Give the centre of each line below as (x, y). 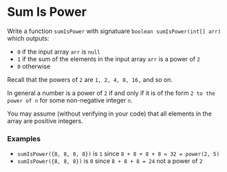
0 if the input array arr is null (59, 52)
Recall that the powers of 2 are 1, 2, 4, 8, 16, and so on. (90, 79)
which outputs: (28, 38)
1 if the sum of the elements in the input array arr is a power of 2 (109, 58)
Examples (24, 138)
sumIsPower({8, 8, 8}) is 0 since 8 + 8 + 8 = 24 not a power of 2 (110, 161)
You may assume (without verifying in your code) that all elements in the (109, 114)
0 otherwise (34, 66)
